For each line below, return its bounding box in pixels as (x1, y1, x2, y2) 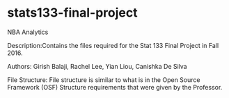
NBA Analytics (7, 28, 49, 36)
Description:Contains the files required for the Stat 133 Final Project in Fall (7, 41, 219, 49)
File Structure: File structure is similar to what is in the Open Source (7, 75, 200, 84)
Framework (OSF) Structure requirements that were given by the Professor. (7, 83, 223, 91)
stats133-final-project (7, 5, 138, 21)
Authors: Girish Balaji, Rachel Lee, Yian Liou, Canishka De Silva (7, 62, 187, 70)
